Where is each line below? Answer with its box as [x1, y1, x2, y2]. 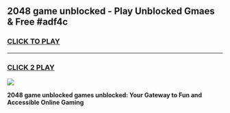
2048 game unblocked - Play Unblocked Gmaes [7, 5, 216, 17]
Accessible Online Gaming [7, 98, 84, 106]
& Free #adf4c [7, 16, 68, 28]
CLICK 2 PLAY [7, 62, 55, 72]
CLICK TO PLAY [7, 37, 60, 47]
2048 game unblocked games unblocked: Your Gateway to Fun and [7, 90, 203, 99]
